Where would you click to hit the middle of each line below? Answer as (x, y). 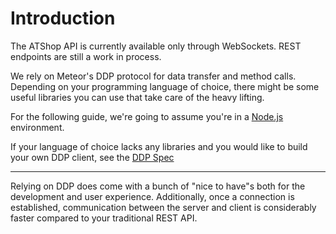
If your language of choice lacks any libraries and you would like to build (159, 146)
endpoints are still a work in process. (86, 56)
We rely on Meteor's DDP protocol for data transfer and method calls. (153, 76)
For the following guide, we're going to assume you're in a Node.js (147, 116)
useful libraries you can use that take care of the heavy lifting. (137, 97)
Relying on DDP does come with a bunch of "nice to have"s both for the (158, 186)
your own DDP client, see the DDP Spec (92, 157)
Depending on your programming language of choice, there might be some (165, 86)
